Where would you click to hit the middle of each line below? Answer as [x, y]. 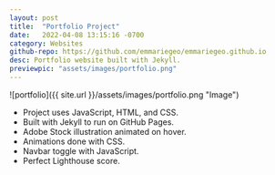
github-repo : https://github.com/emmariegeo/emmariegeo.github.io [138, 52]
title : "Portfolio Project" [65, 26]
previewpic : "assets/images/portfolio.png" [93, 69]
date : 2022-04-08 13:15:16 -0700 [77, 35]
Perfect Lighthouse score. [71, 160]
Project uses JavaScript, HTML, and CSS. [101, 112]
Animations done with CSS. [74, 141]
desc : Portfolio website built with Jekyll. [95, 60]
